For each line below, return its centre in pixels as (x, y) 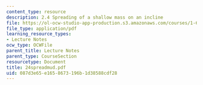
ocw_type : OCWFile (29, 45)
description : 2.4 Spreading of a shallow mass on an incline (85, 17)
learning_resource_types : (39, 34)
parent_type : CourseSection (42, 56)
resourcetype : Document (36, 62)
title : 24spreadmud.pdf (36, 67)
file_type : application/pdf (42, 28)
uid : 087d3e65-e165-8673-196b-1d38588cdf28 (62, 73)
